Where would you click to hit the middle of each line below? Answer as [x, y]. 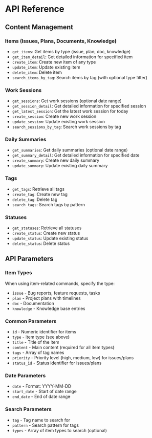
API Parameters [29, 259]
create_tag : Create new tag [40, 194]
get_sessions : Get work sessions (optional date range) [67, 101]
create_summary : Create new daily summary [56, 160]
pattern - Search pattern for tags [45, 425]
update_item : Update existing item [46, 67]
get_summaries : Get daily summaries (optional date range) [70, 150]
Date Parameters [25, 375]
